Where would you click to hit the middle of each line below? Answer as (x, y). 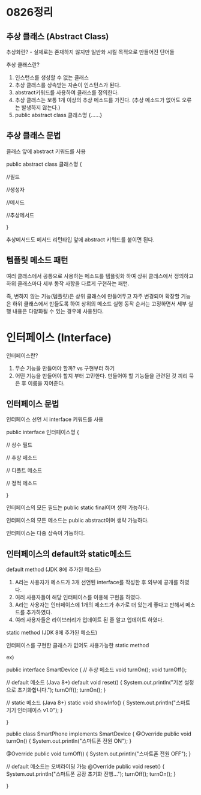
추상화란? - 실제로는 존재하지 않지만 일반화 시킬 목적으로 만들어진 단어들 (91, 52)
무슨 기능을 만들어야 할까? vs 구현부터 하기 (65, 368)
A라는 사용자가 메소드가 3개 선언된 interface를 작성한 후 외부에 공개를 (97, 582)
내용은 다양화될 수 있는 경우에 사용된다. (58, 311)
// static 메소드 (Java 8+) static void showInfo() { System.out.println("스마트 (98, 703)
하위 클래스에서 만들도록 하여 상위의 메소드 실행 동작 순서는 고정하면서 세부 (100, 303)
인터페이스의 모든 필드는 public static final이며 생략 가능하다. (78, 507)
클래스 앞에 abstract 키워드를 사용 (46, 151)
